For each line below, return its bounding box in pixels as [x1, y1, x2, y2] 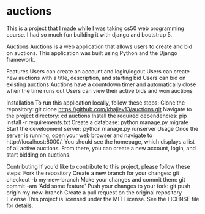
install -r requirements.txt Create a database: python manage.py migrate [6, 118, 188, 126]
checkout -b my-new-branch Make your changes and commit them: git [6, 175, 185, 183]
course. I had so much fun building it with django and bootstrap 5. [6, 31, 173, 38]
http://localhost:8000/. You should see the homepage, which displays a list [6, 138, 195, 145]
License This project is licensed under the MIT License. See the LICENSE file [6, 195, 199, 202]
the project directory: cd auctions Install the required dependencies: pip [6, 112, 187, 119]
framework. [6, 56, 35, 63]
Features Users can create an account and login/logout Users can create [6, 67, 190, 75]
